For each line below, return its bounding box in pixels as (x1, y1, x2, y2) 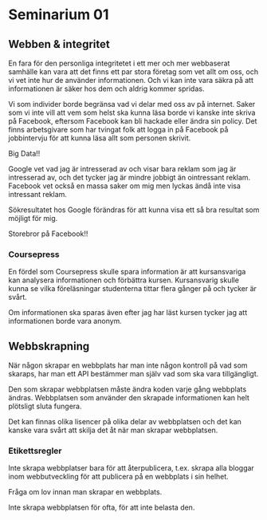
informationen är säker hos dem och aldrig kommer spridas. (8, 84, 205, 93)
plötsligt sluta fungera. (8, 401, 82, 412)
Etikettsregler (8, 445, 62, 456)
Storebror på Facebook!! (8, 229, 88, 238)
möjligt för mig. (8, 214, 58, 223)
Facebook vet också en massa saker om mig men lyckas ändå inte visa (8, 181, 241, 191)
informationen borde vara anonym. (8, 317, 122, 326)
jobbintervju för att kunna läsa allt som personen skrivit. (8, 133, 191, 143)
